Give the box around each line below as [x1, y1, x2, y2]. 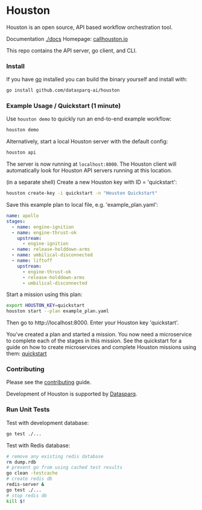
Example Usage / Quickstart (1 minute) [6, 102, 121, 110]
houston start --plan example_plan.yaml [6, 308, 110, 314]
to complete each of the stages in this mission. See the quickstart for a [6, 337, 182, 344]
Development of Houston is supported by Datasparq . [6, 390, 137, 398]
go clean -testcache [6, 470, 58, 476]
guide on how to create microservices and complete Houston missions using [6, 344, 197, 351]
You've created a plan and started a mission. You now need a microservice [6, 331, 192, 338]
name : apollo [6, 213, 39, 219]
